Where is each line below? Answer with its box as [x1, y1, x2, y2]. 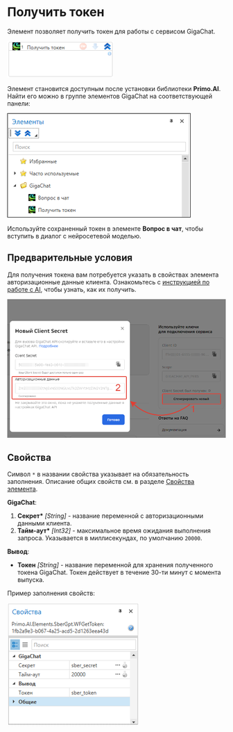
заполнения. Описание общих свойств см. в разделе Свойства [7, 477, 195, 485]
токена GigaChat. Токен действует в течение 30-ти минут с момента [17, 568, 221, 576]
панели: [7, 99, 31, 108]
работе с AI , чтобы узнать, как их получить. [7, 285, 137, 293]
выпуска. [17, 575, 45, 584]
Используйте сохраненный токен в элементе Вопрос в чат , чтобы [7, 224, 203, 233]
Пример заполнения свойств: [7, 589, 96, 597]
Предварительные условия [7, 252, 133, 264]
